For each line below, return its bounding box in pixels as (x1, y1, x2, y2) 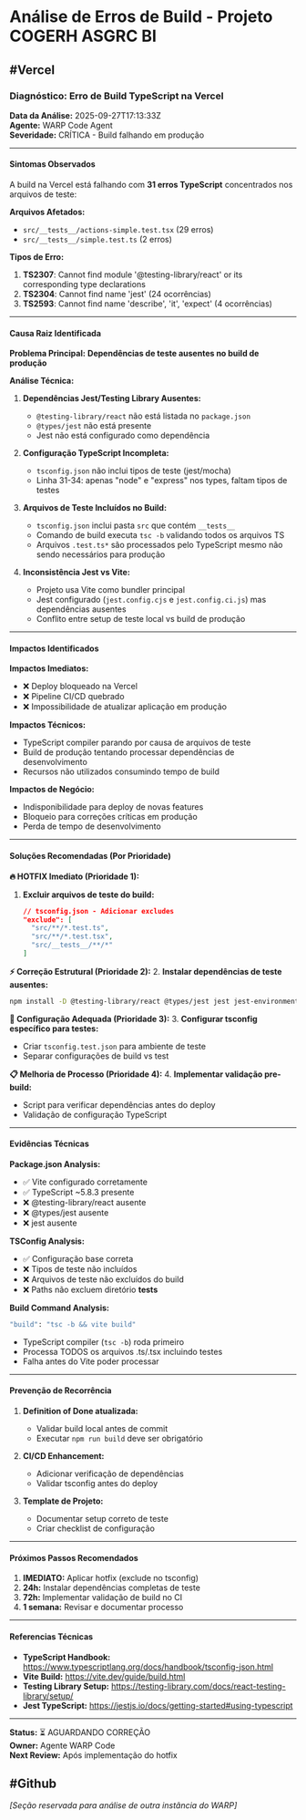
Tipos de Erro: (9, 252, 65, 263)
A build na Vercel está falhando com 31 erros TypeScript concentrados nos (9, 180, 293, 191)
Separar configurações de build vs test (22, 1050, 169, 1061)
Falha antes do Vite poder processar (22, 1356, 159, 1367)
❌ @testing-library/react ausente (22, 1197, 147, 1208)
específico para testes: (9, 1023, 99, 1034)
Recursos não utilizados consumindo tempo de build (22, 766, 220, 777)
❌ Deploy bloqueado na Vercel (22, 681, 138, 692)
